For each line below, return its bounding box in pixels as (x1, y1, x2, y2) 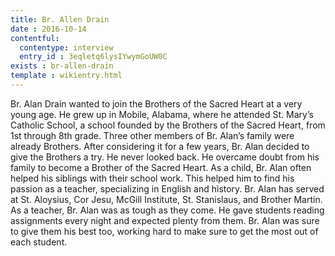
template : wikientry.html (10, 71, 123, 81)
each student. (10, 236, 68, 248)
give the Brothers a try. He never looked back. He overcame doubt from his (10, 151, 320, 163)
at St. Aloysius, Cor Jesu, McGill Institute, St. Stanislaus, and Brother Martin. (10, 193, 323, 205)
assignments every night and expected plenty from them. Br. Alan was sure (10, 214, 320, 226)
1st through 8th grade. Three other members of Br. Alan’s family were (10, 129, 295, 141)
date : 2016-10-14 (10, 24, 87, 34)
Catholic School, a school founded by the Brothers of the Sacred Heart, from (10, 119, 326, 131)
